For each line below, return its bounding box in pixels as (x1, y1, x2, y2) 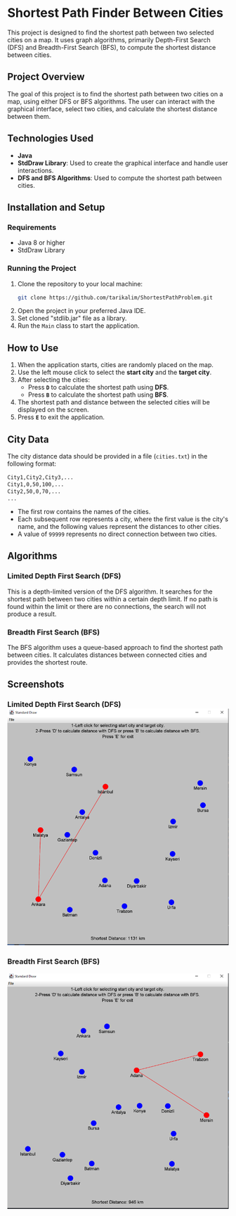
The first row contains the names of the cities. (17, 508, 151, 516)
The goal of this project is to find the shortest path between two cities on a (7, 89, 223, 98)
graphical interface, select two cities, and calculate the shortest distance (7, 104, 218, 113)
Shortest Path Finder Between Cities (7, 5, 223, 21)
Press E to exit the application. (17, 413, 105, 421)
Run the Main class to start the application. (17, 321, 140, 330)
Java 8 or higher (17, 238, 65, 247)
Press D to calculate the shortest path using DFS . (27, 383, 169, 392)
